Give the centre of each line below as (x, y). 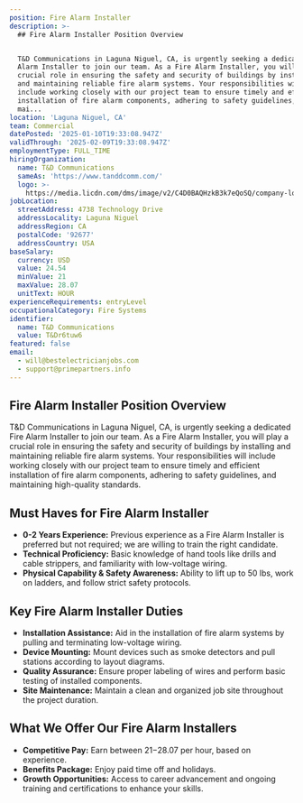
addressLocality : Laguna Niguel (78, 218)
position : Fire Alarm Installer (70, 18)
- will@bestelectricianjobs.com (78, 361)
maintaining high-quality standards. (75, 485)
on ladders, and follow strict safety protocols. (106, 583)
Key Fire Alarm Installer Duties (96, 611)
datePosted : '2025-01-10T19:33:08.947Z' (87, 134)
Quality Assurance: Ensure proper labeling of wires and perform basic (154, 671)
